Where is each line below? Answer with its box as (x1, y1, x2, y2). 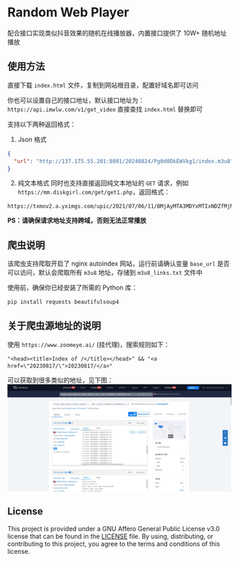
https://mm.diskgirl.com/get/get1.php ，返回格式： (17, 188, 171, 196)
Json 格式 (17, 135, 47, 143)
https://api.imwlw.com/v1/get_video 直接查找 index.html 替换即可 (7, 105, 203, 113)
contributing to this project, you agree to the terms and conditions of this (7, 539, 221, 548)
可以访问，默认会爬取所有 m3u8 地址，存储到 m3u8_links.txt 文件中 (7, 268, 203, 277)
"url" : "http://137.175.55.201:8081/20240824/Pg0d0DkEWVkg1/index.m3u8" (14, 157, 234, 164)
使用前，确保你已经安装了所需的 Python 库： (7, 283, 138, 292)
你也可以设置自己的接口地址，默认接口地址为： (7, 95, 144, 104)
